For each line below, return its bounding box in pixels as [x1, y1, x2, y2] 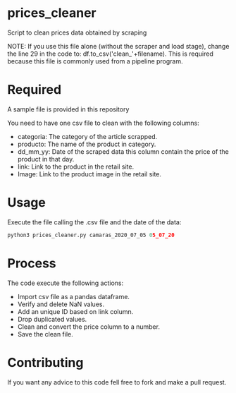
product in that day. [17, 155, 75, 163]
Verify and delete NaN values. [17, 300, 104, 308]
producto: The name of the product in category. [17, 140, 156, 148]
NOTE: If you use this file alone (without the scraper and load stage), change [7, 42, 230, 50]
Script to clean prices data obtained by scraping [7, 28, 147, 37]
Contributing [7, 354, 84, 370]
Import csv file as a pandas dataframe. [17, 292, 130, 301]
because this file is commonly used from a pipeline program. [7, 56, 183, 65]
